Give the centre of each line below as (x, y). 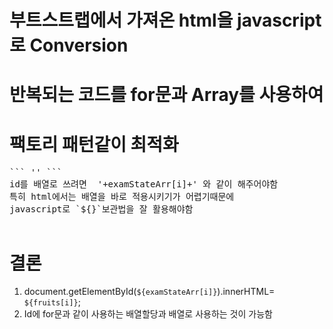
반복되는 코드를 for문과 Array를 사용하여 (166, 95)
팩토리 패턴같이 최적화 (94, 144)
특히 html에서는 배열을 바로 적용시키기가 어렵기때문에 (122, 197)
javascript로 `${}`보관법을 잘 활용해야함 (101, 209)
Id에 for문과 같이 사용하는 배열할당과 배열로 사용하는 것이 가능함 (148, 314)
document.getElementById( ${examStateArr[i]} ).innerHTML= (149, 292)
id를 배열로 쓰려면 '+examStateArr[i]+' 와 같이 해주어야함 (144, 184)
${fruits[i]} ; (52, 302)
